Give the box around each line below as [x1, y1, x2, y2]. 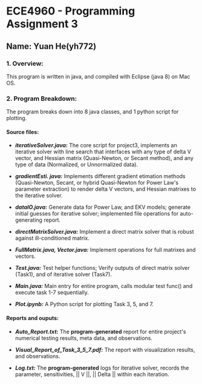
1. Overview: [6, 59, 44, 68]
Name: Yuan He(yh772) [6, 41, 97, 51]
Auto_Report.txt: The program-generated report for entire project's [15, 328, 186, 335]
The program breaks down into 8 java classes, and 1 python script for [6, 108, 179, 115]
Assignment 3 [6, 17, 79, 31]
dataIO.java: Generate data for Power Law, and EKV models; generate [15, 203, 191, 211]
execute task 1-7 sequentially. [15, 289, 89, 296]
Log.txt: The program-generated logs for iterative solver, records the [15, 364, 189, 371]
